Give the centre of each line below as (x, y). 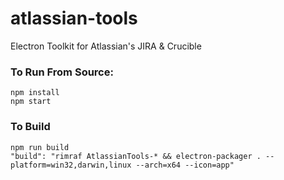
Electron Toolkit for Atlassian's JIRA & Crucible (106, 46)
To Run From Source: (62, 72)
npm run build (40, 147)
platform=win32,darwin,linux (71, 165)
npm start (31, 102)
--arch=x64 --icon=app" (185, 165)
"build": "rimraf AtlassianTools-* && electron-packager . (136, 156)
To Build (30, 127)
